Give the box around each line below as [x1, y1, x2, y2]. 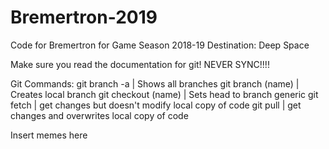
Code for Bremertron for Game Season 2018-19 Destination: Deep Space [10, 39, 310, 51]
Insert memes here [10, 129, 88, 141]
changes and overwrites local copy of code [10, 109, 189, 121]
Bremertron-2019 [10, 6, 158, 29]
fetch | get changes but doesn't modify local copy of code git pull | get [10, 99, 302, 111]
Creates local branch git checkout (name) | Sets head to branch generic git [10, 88, 319, 100]
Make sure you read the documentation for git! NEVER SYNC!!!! [10, 58, 270, 70]
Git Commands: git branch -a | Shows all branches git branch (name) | [10, 77, 300, 90]
